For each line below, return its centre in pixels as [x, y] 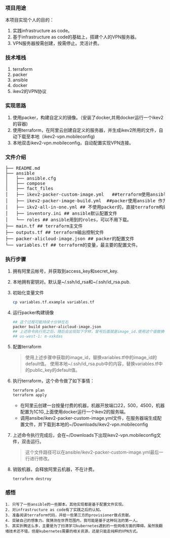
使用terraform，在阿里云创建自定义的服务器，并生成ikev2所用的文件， [86, 130]
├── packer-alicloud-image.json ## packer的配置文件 [70, 239]
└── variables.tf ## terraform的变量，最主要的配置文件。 [73, 245]
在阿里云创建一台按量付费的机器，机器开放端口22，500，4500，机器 [92, 405]
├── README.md [23, 168]
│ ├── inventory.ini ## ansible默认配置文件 [61, 214]
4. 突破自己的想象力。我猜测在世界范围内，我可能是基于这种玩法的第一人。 [73, 520]
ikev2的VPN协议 [29, 91]
